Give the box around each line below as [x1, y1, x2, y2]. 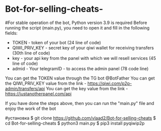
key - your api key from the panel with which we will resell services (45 [12, 55, 156, 61]
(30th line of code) [12, 50, 51, 56]
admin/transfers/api [5, 85, 45, 91]
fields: [5, 30, 18, 36]
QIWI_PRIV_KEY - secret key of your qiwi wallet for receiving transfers [12, 45, 154, 51]
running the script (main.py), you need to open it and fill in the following [5, 25, 150, 30]
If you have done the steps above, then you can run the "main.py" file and [5, 100, 155, 106]
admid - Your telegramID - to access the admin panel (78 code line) [12, 65, 149, 72]
